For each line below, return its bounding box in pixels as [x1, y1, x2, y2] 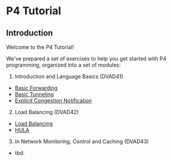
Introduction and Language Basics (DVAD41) [14, 73, 123, 80]
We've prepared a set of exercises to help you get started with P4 [6, 55, 167, 62]
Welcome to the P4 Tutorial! [6, 43, 74, 50]
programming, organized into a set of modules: [6, 61, 121, 68]
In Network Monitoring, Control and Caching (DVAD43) [14, 138, 149, 145]
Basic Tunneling [14, 91, 55, 97]
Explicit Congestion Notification [14, 97, 92, 104]
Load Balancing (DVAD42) [14, 109, 79, 115]
